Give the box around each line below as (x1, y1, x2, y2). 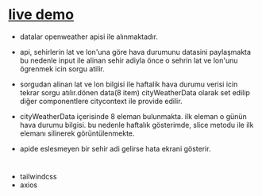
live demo (8, 6, 74, 24)
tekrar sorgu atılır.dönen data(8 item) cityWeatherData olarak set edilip (19, 87, 250, 97)
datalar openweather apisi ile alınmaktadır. (19, 32, 159, 41)
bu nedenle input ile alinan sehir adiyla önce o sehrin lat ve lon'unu (19, 56, 238, 65)
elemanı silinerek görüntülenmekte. (19, 129, 135, 138)
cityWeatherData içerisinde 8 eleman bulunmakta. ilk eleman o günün (19, 111, 248, 121)
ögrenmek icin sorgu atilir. (19, 63, 105, 73)
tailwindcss (19, 172, 57, 182)
